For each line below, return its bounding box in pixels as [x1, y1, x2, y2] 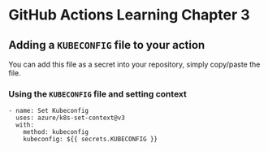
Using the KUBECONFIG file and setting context [8, 88, 187, 99]
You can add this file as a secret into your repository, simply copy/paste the [8, 59, 261, 69]
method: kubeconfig [23, 128, 89, 136]
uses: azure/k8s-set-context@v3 [15, 114, 126, 123]
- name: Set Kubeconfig [8, 107, 89, 115]
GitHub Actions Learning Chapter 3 [8, 6, 250, 24]
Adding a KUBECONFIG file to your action [8, 38, 205, 52]
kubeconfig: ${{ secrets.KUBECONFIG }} [23, 136, 158, 144]
